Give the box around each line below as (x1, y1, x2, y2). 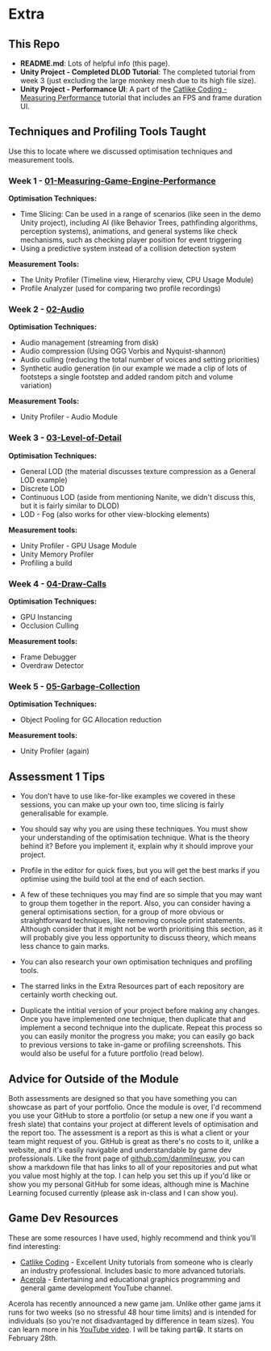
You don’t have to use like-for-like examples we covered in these (19, 791, 236, 801)
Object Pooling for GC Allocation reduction (19, 715, 162, 725)
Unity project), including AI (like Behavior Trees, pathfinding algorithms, (19, 218, 258, 227)
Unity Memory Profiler (19, 549, 94, 559)
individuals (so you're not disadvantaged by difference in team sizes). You (8, 1315, 255, 1325)
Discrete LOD (19, 483, 65, 493)
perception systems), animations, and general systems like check (19, 227, 238, 236)
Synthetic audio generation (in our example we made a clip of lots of (19, 363, 248, 373)
